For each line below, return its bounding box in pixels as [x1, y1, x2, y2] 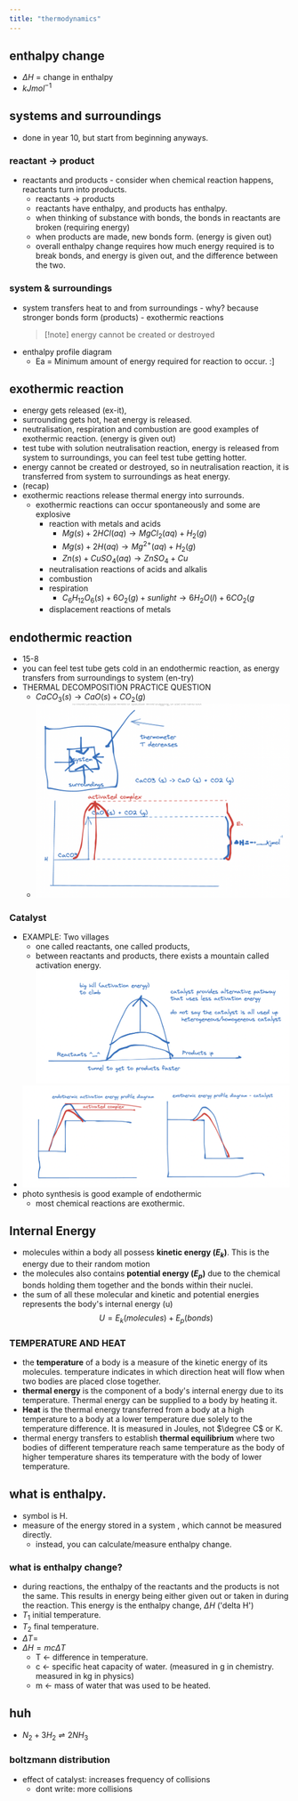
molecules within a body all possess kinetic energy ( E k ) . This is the [21, 1247, 270, 1260]
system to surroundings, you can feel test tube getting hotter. [21, 452, 247, 463]
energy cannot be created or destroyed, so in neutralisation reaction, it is [21, 462, 289, 472]
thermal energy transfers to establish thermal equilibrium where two [21, 1433, 276, 1443]
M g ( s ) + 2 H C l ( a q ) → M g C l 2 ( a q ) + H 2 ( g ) [61, 528, 207, 541]
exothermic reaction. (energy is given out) [21, 433, 176, 444]
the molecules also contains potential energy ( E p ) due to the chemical [21, 1268, 280, 1280]
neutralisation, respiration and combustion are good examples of [21, 424, 260, 435]
